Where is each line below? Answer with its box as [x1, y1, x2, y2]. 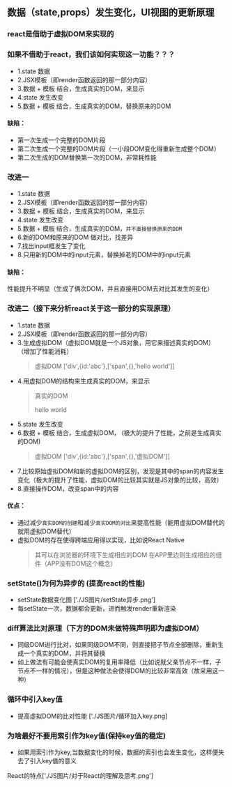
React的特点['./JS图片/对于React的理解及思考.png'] [7, 772, 154, 779]
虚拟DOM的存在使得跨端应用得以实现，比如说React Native [17, 535, 185, 544]
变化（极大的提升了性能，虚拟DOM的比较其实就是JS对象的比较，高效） [17, 475, 223, 484]
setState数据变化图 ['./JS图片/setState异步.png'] [17, 595, 156, 604]
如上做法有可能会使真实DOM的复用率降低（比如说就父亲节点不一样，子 [17, 658, 222, 666]
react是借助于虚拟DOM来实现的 [7, 29, 114, 39]
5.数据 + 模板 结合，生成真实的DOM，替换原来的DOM [17, 102, 171, 110]
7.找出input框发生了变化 [17, 242, 86, 250]
